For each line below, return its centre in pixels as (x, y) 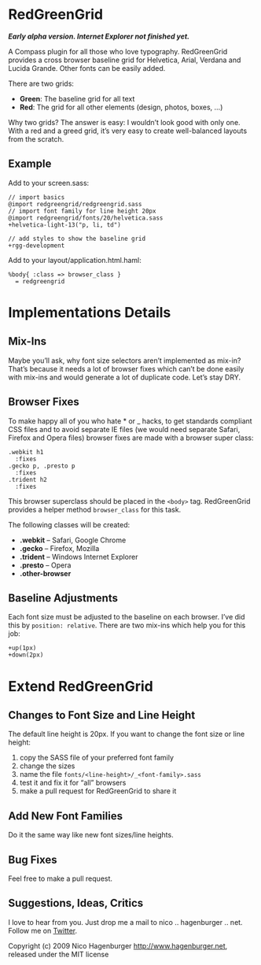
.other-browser (45, 573)
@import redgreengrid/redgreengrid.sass (75, 204)
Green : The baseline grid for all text (77, 98)
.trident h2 (28, 479)
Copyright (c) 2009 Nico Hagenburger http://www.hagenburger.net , (118, 945)
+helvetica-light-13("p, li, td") (65, 225)
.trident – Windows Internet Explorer (79, 556)
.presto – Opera (45, 565)
